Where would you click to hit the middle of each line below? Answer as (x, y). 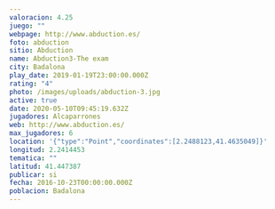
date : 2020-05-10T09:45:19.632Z (69, 109)
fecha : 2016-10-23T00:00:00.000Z (71, 183)
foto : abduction (39, 42)
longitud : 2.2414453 (47, 149)
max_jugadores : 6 (41, 133)
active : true (33, 100)
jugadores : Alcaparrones (55, 117)
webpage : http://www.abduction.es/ (75, 34)
